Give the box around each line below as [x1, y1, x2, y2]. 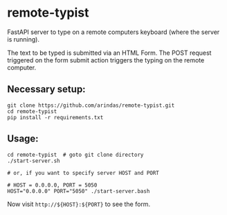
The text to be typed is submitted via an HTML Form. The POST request [7, 49, 212, 57]
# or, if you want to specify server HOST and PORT [7, 169, 159, 176]
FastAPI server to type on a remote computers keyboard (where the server [7, 28, 220, 36]
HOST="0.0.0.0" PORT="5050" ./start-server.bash [7, 187, 150, 195]
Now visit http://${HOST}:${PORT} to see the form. [7, 200, 151, 208]
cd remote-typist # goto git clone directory [7, 151, 144, 158]
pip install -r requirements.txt [7, 114, 104, 121]
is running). [7, 35, 40, 43]
